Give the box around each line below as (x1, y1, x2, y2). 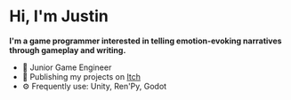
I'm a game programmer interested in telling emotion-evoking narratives (9, 35, 282, 46)
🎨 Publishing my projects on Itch (21, 71, 141, 81)
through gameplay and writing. (9, 44, 126, 55)
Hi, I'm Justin (9, 6, 109, 27)
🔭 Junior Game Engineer (21, 62, 112, 73)
